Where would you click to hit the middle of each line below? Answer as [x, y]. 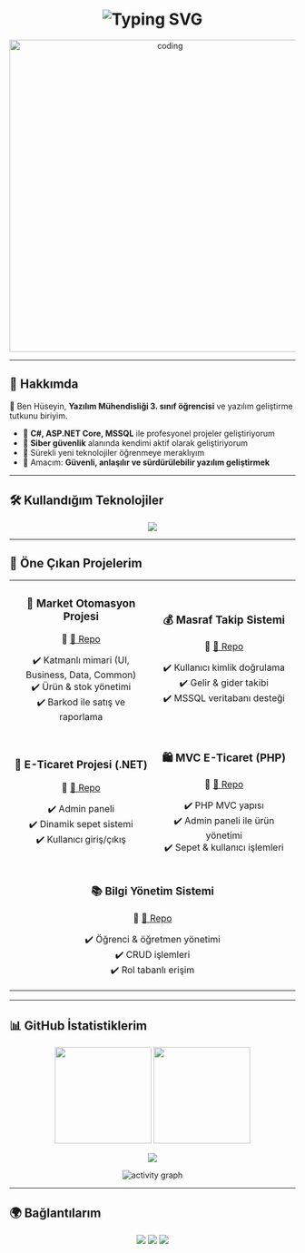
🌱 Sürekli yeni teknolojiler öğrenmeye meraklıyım [113, 452]
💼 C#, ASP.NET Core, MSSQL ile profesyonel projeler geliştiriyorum [148, 433]
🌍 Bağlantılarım [55, 1214]
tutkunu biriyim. [39, 415]
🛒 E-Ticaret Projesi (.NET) [81, 765]
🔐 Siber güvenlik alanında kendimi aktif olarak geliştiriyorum [135, 443]
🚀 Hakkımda [44, 385]
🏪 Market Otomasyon [81, 603]
